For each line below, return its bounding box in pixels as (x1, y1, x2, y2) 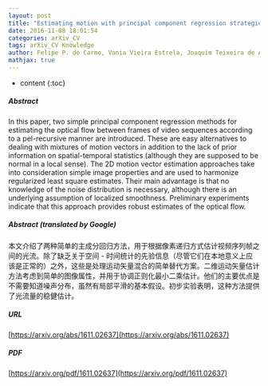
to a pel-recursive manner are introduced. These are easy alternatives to (8, 133, 247, 143)
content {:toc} (19, 78, 66, 88)
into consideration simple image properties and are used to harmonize (8, 167, 239, 177)
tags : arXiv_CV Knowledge (8, 42, 94, 50)
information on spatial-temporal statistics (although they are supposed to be (8, 150, 259, 160)
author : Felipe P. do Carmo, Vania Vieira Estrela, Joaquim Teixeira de (8, 49, 255, 57)
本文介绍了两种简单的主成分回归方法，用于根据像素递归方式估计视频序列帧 (8, 241, 253, 250)
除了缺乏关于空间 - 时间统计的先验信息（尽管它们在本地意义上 (42, 251, 246, 261)
